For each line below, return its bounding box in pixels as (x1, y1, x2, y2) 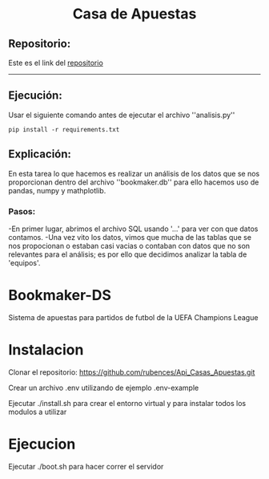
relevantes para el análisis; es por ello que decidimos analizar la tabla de (8, 250, 247, 259)
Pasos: (8, 205, 36, 217)
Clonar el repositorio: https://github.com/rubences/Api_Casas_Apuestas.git (8, 367, 255, 377)
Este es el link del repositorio (8, 58, 104, 67)
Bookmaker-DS (8, 286, 112, 305)
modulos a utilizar (8, 407, 67, 416)
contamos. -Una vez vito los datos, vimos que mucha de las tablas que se (8, 232, 252, 242)
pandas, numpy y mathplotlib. (8, 185, 106, 195)
